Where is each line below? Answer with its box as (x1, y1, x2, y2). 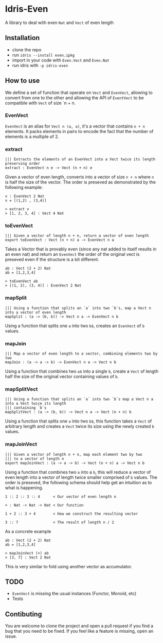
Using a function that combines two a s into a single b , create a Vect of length (5, 368, 159, 375)
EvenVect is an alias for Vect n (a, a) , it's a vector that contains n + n (5, 123, 145, 129)
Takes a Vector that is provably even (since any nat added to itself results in (5, 246, 157, 252)
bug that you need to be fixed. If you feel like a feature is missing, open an (5, 628, 154, 634)
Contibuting (5, 610, 42, 618)
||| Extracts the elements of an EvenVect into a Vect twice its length (5, 157, 156, 162)
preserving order (5, 161, 40, 166)
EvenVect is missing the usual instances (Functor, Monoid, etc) (12, 591, 137, 597)
